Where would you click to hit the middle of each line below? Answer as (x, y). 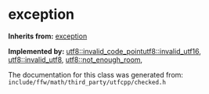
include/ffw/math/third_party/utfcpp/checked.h (87, 82)
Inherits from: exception (48, 36)
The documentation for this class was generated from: (96, 74)
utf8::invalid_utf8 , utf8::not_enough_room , (76, 60)
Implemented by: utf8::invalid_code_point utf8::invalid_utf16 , (105, 51)
